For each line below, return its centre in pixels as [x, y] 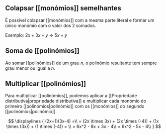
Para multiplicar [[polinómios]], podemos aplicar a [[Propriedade [71, 96]
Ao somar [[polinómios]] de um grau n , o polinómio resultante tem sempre [81, 63]
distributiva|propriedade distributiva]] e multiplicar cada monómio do [76, 101]
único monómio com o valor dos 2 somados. [51, 25]
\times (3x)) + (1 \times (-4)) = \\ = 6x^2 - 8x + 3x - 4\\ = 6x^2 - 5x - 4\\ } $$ [83, 127]
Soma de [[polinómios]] [42, 51]
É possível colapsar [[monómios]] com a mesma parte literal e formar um [80, 20]
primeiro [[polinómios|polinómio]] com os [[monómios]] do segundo [75, 106]
